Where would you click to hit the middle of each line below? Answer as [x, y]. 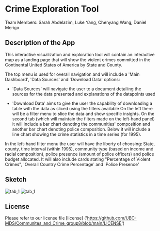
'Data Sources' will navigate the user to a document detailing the [77, 89]
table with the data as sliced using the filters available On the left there [82, 108]
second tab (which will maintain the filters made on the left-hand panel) [83, 119]
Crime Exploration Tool [52, 9]
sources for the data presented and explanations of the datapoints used [84, 94]
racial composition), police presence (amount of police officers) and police [80, 154]
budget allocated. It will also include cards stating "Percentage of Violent [78, 159]
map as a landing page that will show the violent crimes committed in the [78, 60]
